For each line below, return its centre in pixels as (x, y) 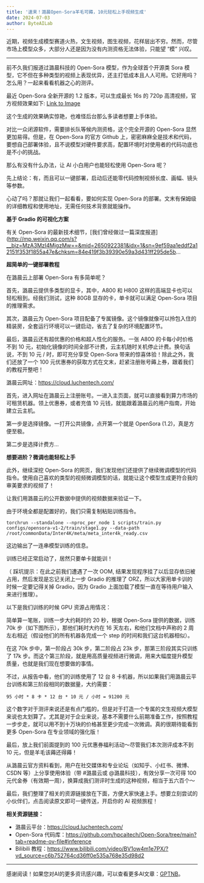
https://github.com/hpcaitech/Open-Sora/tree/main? (131, 835)
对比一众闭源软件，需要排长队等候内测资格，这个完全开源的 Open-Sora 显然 (101, 129)
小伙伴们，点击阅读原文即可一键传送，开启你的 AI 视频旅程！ (82, 801)
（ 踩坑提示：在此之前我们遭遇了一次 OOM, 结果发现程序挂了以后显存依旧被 (101, 572)
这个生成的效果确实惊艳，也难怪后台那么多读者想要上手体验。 (83, 116)
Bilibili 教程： (31, 849)
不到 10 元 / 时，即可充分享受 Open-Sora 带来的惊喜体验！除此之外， (103, 355)
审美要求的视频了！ (30, 486)
